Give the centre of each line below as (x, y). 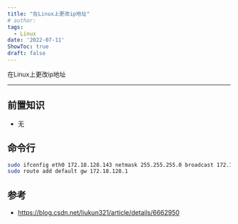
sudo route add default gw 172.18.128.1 (68, 171)
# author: (22, 20)
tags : (15, 27)
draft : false (27, 54)
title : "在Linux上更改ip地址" (49, 14)
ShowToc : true (28, 47)
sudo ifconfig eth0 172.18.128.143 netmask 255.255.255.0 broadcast (110, 165)
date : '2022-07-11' (36, 40)
